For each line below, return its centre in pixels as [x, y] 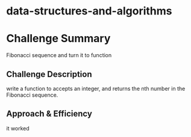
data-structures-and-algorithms [89, 11]
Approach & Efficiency [49, 114]
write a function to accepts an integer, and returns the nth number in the [96, 88]
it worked [18, 128]
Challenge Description [49, 74]
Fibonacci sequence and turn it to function [59, 55]
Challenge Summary [58, 39]
